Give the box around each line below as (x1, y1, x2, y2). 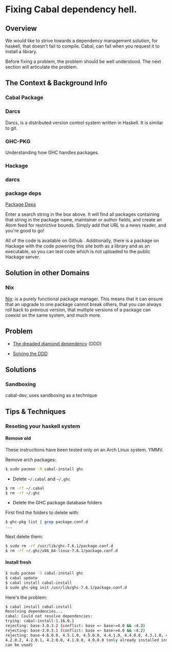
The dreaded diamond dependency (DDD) (12, 340, 102, 347)
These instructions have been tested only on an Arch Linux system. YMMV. (5, 446, 164, 453)
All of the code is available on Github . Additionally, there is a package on (5, 237, 159, 244)
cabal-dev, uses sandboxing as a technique (5, 392, 97, 398)
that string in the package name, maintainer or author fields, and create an (5, 217, 162, 223)
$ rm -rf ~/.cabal (5, 485, 45, 491)
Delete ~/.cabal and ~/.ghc (12, 476, 71, 482)
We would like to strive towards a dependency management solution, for (5, 37, 158, 44)
